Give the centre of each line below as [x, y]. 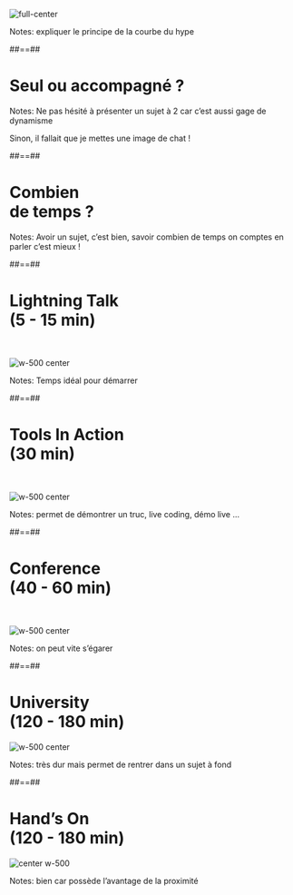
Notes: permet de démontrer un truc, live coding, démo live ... [125, 514]
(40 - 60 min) [60, 588]
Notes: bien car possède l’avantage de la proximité [104, 880]
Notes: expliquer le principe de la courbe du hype [102, 31]
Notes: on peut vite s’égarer [61, 648]
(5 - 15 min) [53, 320]
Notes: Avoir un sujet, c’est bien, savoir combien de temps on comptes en [146, 237]
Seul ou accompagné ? [97, 86]
